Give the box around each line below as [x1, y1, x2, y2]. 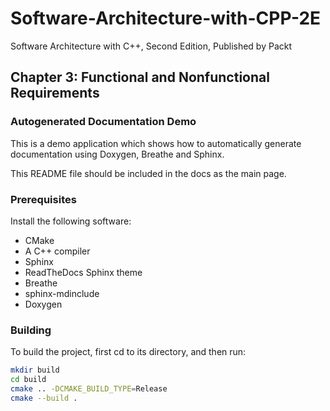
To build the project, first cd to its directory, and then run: [10, 346, 247, 358]
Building [10, 323, 52, 337]
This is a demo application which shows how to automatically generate [10, 137, 302, 149]
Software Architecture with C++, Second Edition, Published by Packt [10, 40, 293, 52]
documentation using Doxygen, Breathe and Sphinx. [10, 148, 225, 160]
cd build [10, 375, 47, 385]
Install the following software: [10, 215, 132, 227]
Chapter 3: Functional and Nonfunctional [10, 69, 270, 86]
